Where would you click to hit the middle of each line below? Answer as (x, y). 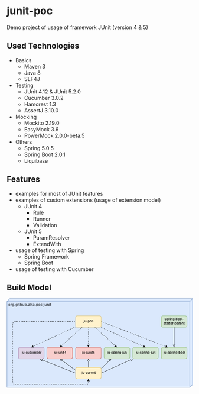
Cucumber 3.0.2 (44, 98)
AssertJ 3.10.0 (41, 110)
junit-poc (30, 11)
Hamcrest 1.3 (40, 104)
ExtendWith (47, 244)
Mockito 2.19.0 (42, 123)
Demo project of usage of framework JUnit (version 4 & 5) (77, 27)
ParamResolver (51, 237)
